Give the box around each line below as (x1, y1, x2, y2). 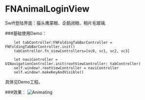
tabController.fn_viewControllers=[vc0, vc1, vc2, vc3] (14, 49, 130, 53)
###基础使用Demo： (5, 30, 47, 36)
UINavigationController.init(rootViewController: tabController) (5, 61, 141, 66)
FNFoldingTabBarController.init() (5, 44, 76, 49)
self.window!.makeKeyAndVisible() (14, 69, 84, 75)
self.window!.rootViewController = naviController (14, 66, 119, 70)
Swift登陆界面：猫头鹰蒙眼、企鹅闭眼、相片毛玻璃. (5, 20, 106, 26)
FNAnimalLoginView (5, 3, 89, 15)
